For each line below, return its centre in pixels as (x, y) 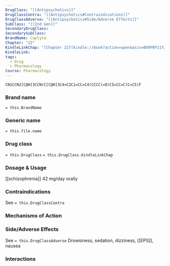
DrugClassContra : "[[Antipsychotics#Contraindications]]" (68, 15)
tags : (11, 57)
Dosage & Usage (26, 168)
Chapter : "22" (20, 43)
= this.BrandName (24, 108)
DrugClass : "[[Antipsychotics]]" (40, 10)
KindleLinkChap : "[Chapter (34, 47)
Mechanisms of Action (34, 216)
